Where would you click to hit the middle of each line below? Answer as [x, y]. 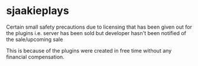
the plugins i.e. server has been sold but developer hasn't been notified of [96, 33]
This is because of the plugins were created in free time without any [89, 50]
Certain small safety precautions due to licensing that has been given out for [99, 27]
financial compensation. [35, 57]
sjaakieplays [38, 11]
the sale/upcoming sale [35, 39]
